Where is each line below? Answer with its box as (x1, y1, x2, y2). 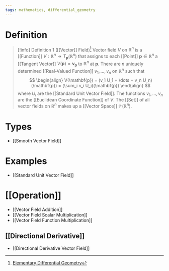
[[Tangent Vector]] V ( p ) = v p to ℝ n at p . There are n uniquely (17, 60, 144, 68)
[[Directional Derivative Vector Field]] (12, 245, 90, 251)
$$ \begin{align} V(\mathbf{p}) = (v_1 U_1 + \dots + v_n (29, 77, 142, 83)
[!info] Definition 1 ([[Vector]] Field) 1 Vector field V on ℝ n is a (17, 46, 142, 53)
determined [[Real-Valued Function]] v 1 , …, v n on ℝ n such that (17, 67, 145, 75)
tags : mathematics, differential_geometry (5, 7, 96, 13)
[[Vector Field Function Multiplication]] (12, 217, 93, 223)
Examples (5, 155, 47, 167)
